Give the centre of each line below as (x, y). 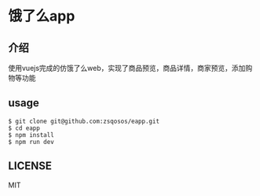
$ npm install (31, 135)
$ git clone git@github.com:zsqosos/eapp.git (84, 121)
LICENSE (30, 166)
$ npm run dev (31, 142)
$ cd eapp (24, 128)
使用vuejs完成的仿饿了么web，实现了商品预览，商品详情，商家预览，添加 (127, 68)
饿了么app (42, 16)
